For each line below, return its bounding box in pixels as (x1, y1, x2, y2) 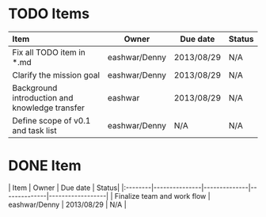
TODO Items (8, 5, 89, 23)
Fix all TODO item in (12, 47, 85, 58)
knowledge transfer (12, 102, 85, 113)
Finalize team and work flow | (114, 191, 211, 200)
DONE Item (8, 157, 82, 175)
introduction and (12, 92, 74, 103)
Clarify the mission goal (12, 69, 101, 80)
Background (12, 82, 58, 93)
